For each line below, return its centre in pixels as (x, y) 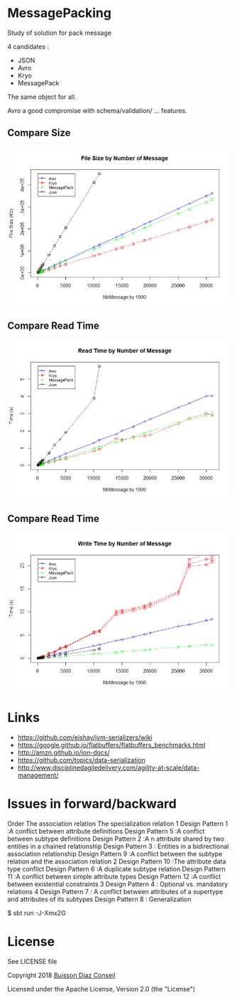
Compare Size (39, 133)
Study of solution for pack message (60, 33)
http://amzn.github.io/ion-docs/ (64, 752)
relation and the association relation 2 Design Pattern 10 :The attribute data (117, 861)
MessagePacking (60, 13)
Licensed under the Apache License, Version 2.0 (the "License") (101, 989)
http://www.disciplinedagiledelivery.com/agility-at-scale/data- (109, 767)
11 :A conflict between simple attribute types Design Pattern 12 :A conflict (114, 876)
